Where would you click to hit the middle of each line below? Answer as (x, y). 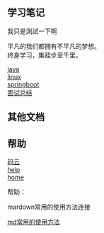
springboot (23, 84)
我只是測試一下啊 (32, 31)
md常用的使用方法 (34, 222)
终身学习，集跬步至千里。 (45, 55)
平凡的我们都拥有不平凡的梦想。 (54, 46)
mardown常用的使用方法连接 (49, 207)
